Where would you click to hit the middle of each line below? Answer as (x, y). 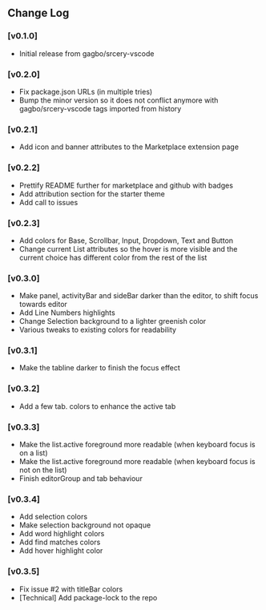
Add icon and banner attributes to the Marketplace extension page (129, 147)
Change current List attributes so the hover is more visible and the (128, 248)
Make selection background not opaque (85, 525)
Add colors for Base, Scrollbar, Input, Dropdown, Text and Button (126, 240)
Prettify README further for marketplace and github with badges (126, 185)
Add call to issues (48, 202)
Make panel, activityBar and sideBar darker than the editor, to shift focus (139, 296)
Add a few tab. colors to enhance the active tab (97, 406)
